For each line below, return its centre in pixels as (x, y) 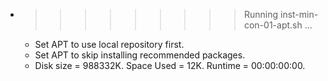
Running (261, 14)
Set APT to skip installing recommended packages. (140, 55)
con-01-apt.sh (273, 25)
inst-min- (299, 14)
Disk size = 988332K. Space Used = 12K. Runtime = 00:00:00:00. (170, 65)
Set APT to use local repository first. (109, 44)
